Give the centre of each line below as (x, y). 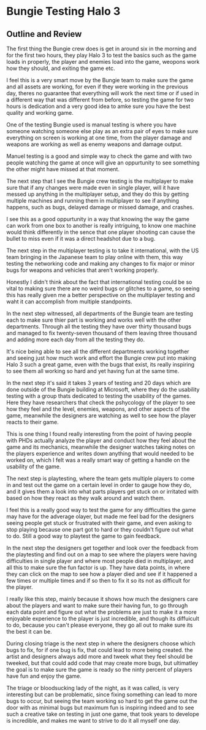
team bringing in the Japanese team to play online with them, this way (95, 257)
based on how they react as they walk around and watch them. (86, 498)
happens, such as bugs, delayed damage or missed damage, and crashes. (100, 207)
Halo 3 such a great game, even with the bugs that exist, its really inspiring (101, 364)
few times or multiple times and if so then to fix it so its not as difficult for (98, 581)
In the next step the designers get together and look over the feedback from (102, 548)
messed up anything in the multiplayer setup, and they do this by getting (97, 194)
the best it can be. (29, 631)
